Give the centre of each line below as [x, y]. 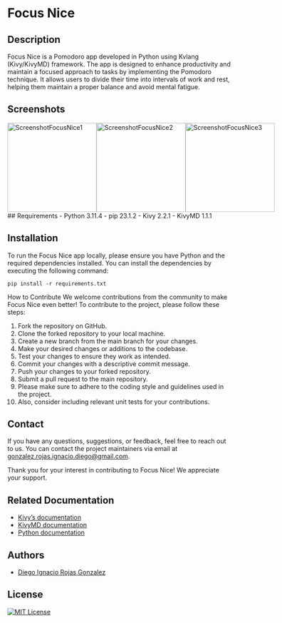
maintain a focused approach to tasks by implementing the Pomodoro [110, 72]
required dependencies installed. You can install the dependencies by [110, 263]
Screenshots [36, 110]
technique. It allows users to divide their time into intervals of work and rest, [119, 79]
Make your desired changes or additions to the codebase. [102, 348]
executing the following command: [58, 270]
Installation [33, 238]
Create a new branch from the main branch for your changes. [108, 341]
